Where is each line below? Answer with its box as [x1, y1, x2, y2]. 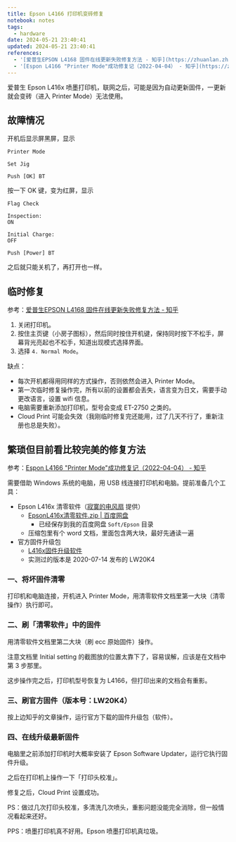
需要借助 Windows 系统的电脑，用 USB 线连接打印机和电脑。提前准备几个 [7, 478, 220, 487]
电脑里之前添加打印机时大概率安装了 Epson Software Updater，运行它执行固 [7, 750, 228, 758]
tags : [7, 23, 23, 30]
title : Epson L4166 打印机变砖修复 [7, 10, 104, 18]
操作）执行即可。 [7, 600, 57, 609]
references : [7, 50, 42, 57]
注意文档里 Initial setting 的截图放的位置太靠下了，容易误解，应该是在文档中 [7, 652, 226, 661]
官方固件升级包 [17, 538, 61, 546]
